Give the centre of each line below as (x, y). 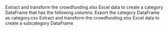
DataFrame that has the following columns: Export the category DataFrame (82, 12)
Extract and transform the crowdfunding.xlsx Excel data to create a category (84, 7)
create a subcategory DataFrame (39, 23)
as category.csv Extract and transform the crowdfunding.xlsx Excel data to (82, 18)
